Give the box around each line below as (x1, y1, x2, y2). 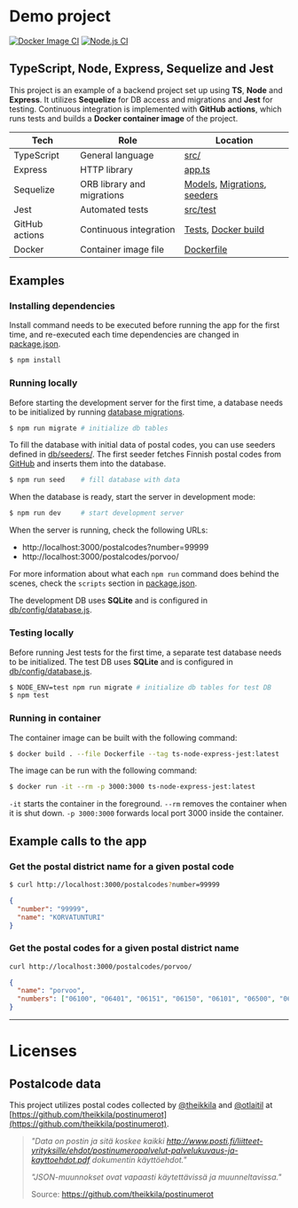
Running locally (9, 377, 78, 389)
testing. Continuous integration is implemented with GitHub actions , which (9, 104, 282, 114)
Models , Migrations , (184, 177, 267, 190)
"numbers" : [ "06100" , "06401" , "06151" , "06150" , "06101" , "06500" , (17, 994, 276, 1003)
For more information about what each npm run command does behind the (9, 569, 279, 580)
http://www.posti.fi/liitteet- (166, 1136, 263, 1147)
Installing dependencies (9, 300, 115, 312)
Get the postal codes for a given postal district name (9, 942, 239, 955)
